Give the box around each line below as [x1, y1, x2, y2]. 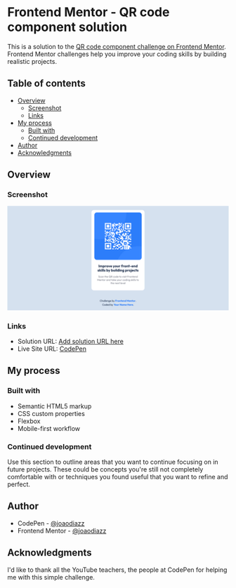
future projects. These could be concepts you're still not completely [7, 465, 204, 474]
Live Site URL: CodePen [17, 345, 86, 353]
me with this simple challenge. [7, 573, 95, 581]
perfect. [7, 480, 30, 488]
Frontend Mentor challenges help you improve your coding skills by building [7, 50, 227, 58]
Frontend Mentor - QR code [7, 4, 170, 20]
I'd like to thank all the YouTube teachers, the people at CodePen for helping [7, 566, 228, 574]
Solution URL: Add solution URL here [17, 337, 124, 345]
